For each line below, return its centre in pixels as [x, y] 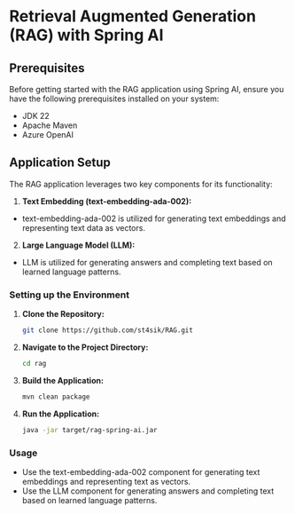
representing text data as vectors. [84, 227]
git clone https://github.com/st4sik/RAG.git [107, 330]
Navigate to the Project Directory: [85, 347]
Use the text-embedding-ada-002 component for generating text [141, 471]
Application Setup [60, 163]
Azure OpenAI [47, 134]
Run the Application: [61, 414]
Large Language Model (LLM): [78, 245]
